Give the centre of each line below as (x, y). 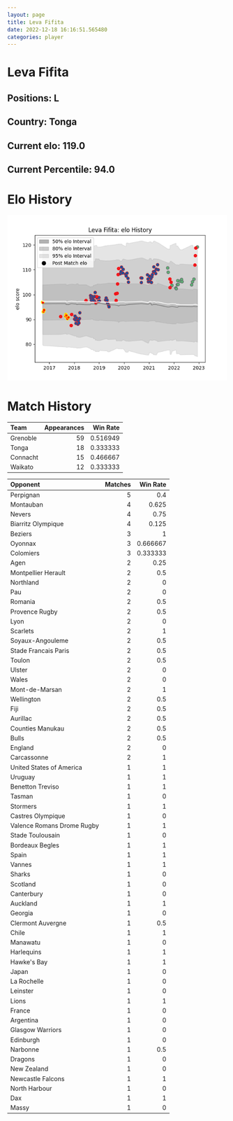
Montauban (27, 505)
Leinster (22, 991)
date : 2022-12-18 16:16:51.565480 (58, 29)
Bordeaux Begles (35, 845)
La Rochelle (27, 981)
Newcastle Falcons (37, 1078)
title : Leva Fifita (36, 22)
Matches (118, 485)
